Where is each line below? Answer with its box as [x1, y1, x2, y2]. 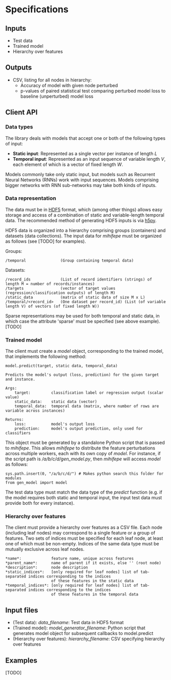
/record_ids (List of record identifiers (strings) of [5, 277, 153, 282]
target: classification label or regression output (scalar [14, 390, 164, 395]
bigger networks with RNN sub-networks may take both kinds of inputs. [5, 182, 157, 188]
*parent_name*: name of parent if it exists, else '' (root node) [5, 561, 161, 566]
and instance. [5, 377, 36, 382]
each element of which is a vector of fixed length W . [12, 161, 123, 167]
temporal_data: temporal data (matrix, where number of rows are [14, 403, 159, 409]
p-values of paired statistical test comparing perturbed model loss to [20, 88, 166, 94]
